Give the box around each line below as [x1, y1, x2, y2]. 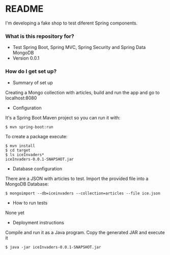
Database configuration [12, 165, 63, 171]
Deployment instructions [12, 219, 65, 225]
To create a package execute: [5, 133, 68, 139]
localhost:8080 [5, 95, 37, 101]
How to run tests [12, 199, 48, 206]
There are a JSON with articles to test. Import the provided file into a [5, 175, 149, 182]
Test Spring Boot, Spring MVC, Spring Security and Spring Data [12, 44, 146, 50]
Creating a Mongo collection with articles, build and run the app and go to [5, 89, 160, 95]
